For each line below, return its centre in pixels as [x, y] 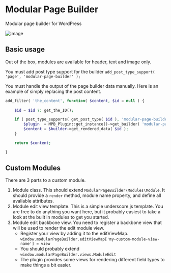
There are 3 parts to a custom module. [46, 180]
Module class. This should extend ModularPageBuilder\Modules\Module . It [89, 190]
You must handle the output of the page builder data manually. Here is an [82, 86]
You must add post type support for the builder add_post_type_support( [80, 71]
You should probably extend [50, 249]
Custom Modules [33, 168]
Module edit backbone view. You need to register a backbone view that [87, 222]
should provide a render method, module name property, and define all [87, 195]
